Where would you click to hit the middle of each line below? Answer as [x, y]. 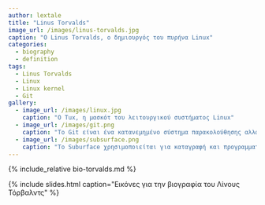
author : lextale [35, 15]
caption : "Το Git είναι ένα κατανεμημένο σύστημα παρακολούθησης [132, 132]
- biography [35, 52]
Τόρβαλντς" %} [34, 192]
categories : [28, 45]
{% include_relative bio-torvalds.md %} [72, 169]
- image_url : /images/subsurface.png [77, 139]
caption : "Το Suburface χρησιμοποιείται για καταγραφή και [121, 147]
